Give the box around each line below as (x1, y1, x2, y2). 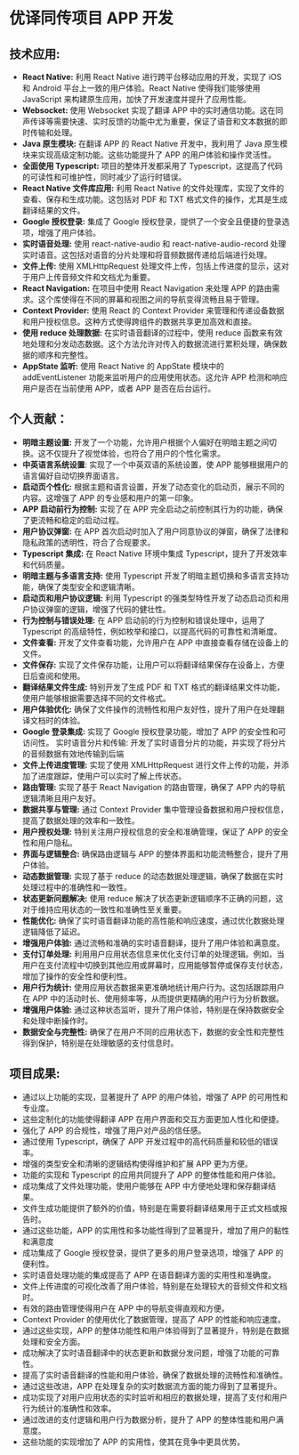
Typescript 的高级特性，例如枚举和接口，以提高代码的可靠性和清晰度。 (21, 626, 282, 636)
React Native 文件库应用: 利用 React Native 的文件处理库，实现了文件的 (21, 183, 285, 193)
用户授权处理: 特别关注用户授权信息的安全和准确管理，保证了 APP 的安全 (21, 826, 289, 837)
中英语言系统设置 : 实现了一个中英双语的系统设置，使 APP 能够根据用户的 (21, 459, 289, 470)
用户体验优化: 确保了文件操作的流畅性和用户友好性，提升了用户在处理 (21, 704, 278, 715)
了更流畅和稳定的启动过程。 (21, 514, 125, 525)
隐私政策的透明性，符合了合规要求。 (21, 537, 156, 547)
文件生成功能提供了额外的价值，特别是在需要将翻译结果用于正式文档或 (21, 1202, 280, 1213)
